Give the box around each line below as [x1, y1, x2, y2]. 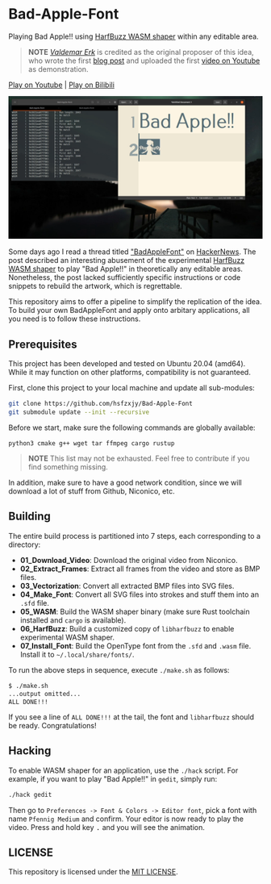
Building [8, 510, 51, 523]
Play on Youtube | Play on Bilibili [8, 80, 115, 90]
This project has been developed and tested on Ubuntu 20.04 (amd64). [8, 359, 246, 369]
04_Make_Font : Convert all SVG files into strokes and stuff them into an [19, 590, 260, 599]
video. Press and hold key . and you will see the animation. [8, 822, 206, 832]
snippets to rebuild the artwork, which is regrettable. [8, 281, 183, 291]
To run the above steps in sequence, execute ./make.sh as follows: [8, 665, 230, 674]
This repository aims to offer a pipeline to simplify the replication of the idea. [8, 297, 262, 306]
